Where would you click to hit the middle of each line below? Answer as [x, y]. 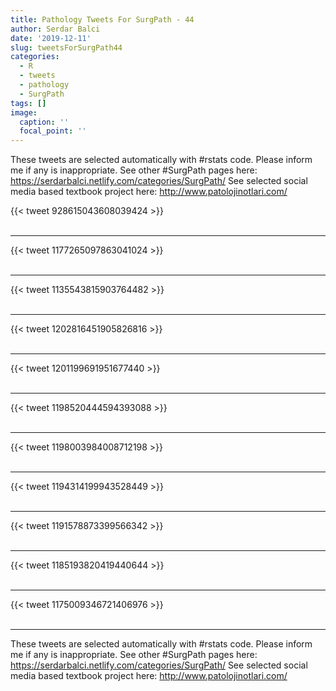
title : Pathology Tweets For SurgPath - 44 [102, 19]
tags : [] [28, 103]
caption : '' [44, 122]
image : [24, 112]
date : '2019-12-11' [51, 38]
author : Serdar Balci [55, 29]
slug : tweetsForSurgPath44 [66, 47]
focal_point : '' [53, 131]
